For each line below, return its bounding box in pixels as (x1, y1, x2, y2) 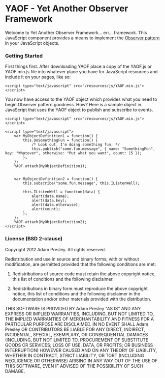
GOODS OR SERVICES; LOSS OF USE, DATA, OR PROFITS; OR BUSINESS (5, 342, 153, 348)
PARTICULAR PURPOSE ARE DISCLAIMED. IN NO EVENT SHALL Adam (5, 321, 149, 327)
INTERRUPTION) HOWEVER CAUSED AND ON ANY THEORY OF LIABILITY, (5, 347, 157, 353)
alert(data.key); (31, 198, 67, 203)
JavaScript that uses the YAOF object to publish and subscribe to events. (5, 107, 154, 113)
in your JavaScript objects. (5, 40, 60, 46)
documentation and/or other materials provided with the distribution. (12, 296, 151, 302)
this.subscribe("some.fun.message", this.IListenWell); (23, 181, 140, 186)
